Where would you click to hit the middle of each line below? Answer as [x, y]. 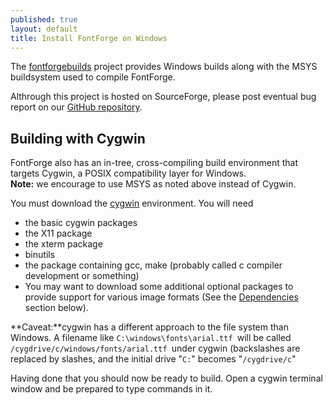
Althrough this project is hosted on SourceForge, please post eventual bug [163, 97]
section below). [56, 308]
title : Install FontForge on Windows [89, 38]
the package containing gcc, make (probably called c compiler [153, 265]
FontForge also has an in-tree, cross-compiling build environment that [154, 163]
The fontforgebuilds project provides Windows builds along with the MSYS [164, 67]
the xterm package [63, 244]
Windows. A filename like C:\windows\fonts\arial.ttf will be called [151, 338]
